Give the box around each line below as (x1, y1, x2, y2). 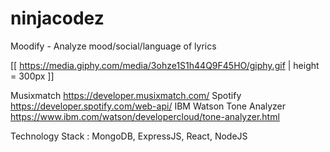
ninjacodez (10, 7, 105, 30)
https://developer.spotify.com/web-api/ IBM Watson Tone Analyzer (10, 100, 287, 112)
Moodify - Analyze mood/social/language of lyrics (10, 40, 217, 52)
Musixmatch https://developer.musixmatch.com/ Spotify (10, 89, 242, 101)
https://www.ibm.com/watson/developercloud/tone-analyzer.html (10, 110, 280, 122)
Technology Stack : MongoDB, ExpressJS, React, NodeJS (10, 130, 248, 142)
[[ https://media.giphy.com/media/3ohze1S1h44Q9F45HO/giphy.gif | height (10, 59, 320, 71)
